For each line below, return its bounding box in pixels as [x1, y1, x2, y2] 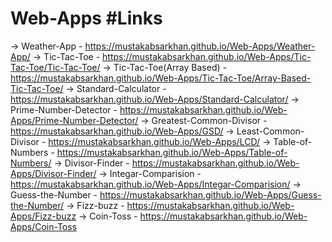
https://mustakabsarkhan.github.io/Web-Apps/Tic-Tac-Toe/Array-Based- [10, 72, 312, 84]
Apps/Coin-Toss [10, 220, 78, 232]
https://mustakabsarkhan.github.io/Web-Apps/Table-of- [56, 146, 288, 158]
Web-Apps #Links [10, 7, 163, 30]
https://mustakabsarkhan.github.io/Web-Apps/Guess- [99, 188, 322, 201]
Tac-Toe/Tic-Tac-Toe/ [10, 61, 101, 73]
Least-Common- [236, 125, 305, 137]
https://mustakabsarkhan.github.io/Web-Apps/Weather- [84, 40, 316, 52]
